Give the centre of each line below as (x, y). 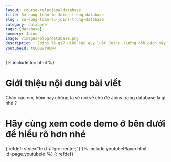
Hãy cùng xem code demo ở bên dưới (85, 123)
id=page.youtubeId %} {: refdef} (39, 154)
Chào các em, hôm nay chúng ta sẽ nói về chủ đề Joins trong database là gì (85, 97)
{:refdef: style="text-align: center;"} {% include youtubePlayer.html (76, 148)
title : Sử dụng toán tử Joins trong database (55, 15)
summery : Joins (22, 34)
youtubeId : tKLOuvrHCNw (31, 48)
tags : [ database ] (24, 29)
